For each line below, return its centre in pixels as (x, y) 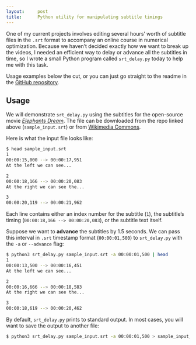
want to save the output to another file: (52, 326)
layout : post (27, 11)
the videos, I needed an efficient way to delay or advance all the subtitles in (97, 52)
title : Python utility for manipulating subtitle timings (85, 17)
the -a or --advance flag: (35, 244)
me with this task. (27, 64)
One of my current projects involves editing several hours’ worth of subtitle (96, 33)
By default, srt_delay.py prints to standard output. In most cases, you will (95, 320)
